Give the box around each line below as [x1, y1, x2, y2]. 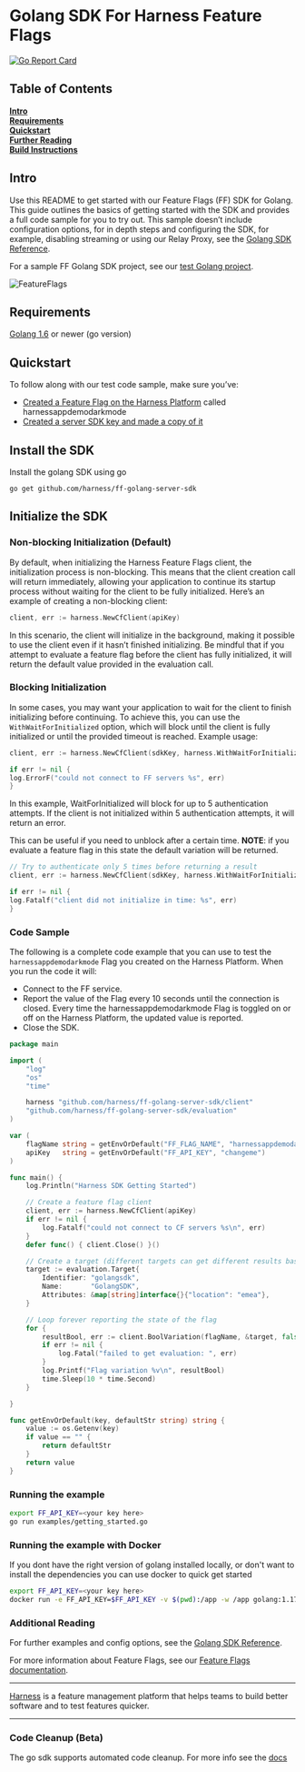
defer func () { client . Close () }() [25, 1240, 161, 1249]
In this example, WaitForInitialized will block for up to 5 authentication [9, 798, 269, 810]
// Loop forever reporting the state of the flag [25, 1315, 218, 1324]
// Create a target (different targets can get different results [25, 1256, 282, 1265]
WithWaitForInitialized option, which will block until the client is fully [9, 720, 271, 732]
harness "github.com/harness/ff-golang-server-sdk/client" [25, 1098, 254, 1107]
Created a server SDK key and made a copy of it [22, 416, 203, 428]
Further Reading [9, 134, 73, 146]
